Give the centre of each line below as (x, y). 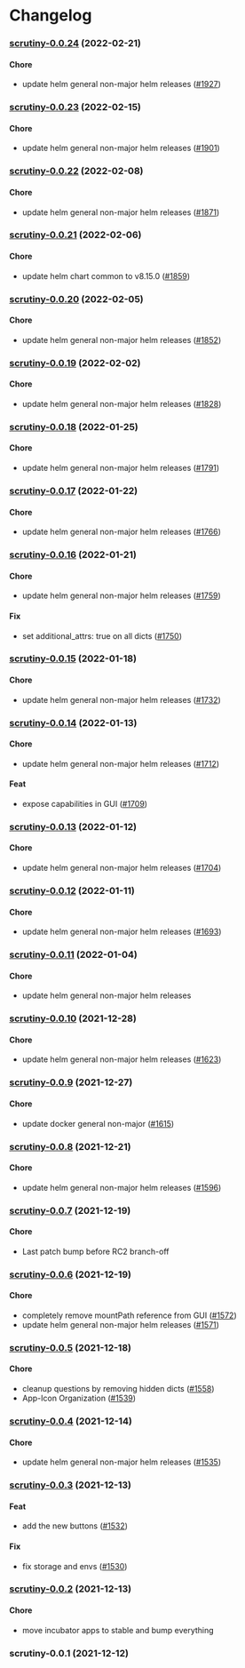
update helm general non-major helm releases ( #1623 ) (122, 1059)
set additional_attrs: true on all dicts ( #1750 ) (102, 635)
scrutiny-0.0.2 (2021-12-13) (70, 1589)
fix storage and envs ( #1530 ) (75, 1566)
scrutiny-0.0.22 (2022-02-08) (76, 172)
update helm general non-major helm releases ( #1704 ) (122, 868)
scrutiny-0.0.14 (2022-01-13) (73, 722)
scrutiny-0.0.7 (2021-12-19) (70, 1210)
